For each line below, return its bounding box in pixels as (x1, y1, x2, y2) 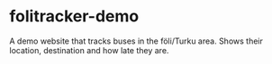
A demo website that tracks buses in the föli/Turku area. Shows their (9, 36, 263, 46)
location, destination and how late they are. (9, 44, 169, 55)
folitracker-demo (9, 6, 140, 27)
